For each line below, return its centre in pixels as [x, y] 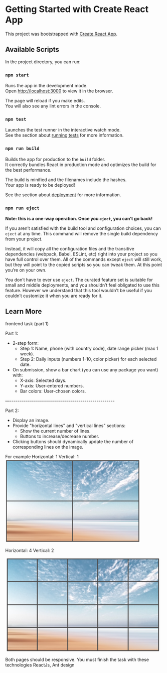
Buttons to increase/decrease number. [59, 436]
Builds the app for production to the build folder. [55, 159]
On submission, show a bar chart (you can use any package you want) [85, 369]
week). [27, 354]
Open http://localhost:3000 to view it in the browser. [59, 91]
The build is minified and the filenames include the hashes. [66, 180]
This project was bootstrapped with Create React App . [61, 34]
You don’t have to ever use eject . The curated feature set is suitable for [79, 280]
